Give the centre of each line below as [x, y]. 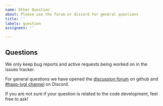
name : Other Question [27, 10]
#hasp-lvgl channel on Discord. [37, 84]
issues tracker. [20, 69]
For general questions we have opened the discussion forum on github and [82, 79]
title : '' [15, 19]
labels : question [23, 23]
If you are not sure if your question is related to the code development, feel [81, 94]
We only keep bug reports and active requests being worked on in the [76, 64]
